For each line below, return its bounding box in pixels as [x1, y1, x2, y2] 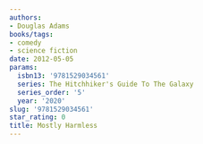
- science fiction [9, 47, 78, 55]
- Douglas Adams [9, 21, 70, 30]
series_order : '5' [17, 88, 87, 97]
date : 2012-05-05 [9, 55, 74, 64]
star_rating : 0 [9, 113, 66, 122]
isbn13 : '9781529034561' [17, 72, 110, 80]
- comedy [9, 38, 42, 47]
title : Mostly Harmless [9, 122, 98, 131]
